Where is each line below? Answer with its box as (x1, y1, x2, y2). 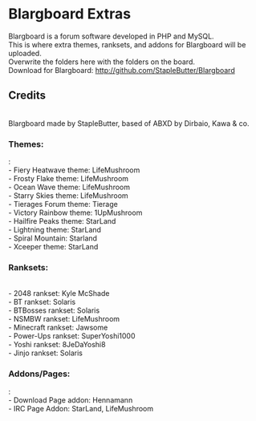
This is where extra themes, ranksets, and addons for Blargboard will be (8, 39, 246, 49)
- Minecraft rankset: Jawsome (8, 322, 108, 333)
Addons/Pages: (8, 368, 71, 379)
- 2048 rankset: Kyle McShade (8, 289, 110, 298)
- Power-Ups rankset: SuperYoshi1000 (8, 331, 136, 341)
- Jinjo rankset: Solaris (8, 348, 83, 358)
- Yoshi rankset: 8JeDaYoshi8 (8, 340, 106, 350)
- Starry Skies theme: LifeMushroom (8, 191, 128, 200)
